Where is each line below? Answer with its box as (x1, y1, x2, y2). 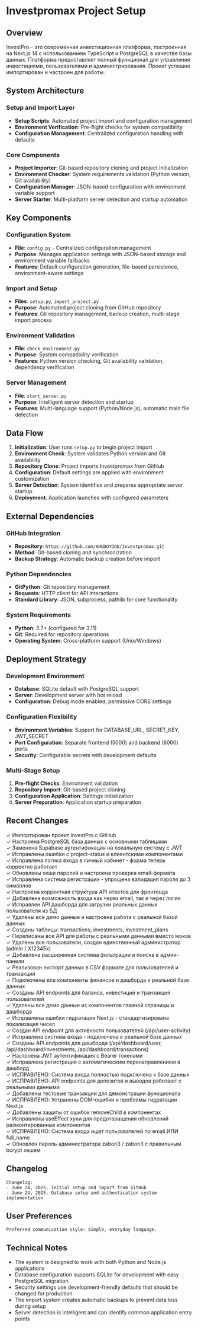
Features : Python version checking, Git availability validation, (14, 357, 164, 365)
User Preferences (6, 1211, 72, 1221)
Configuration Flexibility (6, 713, 77, 721)
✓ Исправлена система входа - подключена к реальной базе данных (6, 1033, 182, 1040)
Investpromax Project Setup (6, 4, 146, 18)
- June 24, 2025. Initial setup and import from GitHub (6, 1185, 147, 1190)
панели (6, 957, 25, 965)
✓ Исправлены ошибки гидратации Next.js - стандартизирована (6, 1014, 170, 1021)
